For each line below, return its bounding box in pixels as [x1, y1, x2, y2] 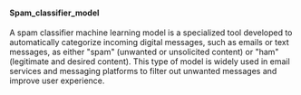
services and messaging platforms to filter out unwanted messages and [9, 66, 277, 77]
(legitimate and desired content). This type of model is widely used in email [9, 56, 290, 67]
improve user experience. [9, 75, 105, 86]
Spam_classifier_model [9, 7, 100, 18]
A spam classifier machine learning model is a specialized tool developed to [9, 27, 293, 38]
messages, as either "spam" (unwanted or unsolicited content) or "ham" [9, 46, 279, 58]
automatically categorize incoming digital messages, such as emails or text [9, 37, 290, 48]
